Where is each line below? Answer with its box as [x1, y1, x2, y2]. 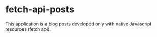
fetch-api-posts [5, 4, 75, 15]
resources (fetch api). [5, 26, 51, 32]
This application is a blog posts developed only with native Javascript [5, 21, 152, 27]
